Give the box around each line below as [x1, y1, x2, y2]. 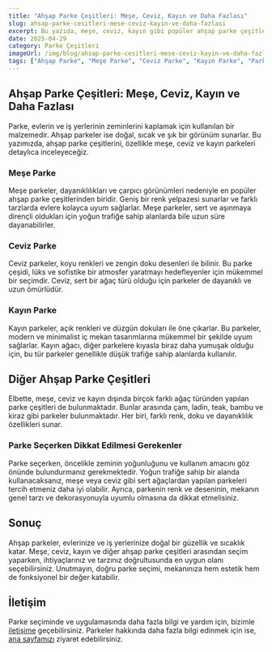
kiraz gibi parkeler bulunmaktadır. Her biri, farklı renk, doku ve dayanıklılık [8, 411, 253, 421]
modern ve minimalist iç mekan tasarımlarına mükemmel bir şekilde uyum [8, 331, 253, 341]
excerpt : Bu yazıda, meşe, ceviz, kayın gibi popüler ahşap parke [8, 27, 237, 35]
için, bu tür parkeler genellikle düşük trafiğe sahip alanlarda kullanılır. [8, 349, 237, 359]
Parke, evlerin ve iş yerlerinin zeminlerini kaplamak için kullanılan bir [8, 121, 235, 130]
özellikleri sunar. [8, 420, 63, 429]
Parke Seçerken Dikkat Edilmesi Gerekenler [8, 440, 182, 451]
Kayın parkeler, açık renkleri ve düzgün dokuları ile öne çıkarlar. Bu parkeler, [8, 323, 261, 333]
